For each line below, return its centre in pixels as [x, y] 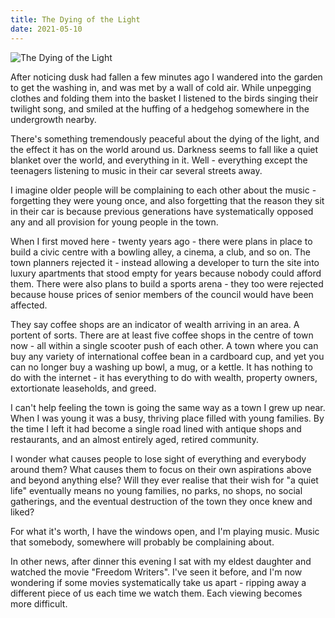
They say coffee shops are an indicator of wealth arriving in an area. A [155, 324]
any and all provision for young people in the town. [114, 222]
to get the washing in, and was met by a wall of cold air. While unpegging [161, 87]
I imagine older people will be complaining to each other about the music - [163, 190]
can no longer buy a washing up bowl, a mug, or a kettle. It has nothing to [161, 367]
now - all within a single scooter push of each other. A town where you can [164, 345]
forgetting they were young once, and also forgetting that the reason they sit [167, 200]
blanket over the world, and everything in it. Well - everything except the [159, 160]
